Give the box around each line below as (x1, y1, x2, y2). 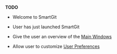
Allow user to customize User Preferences (12, 43, 100, 49)
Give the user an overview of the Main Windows (12, 34, 112, 39)
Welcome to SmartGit (12, 14, 57, 20)
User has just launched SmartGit (12, 24, 80, 30)
